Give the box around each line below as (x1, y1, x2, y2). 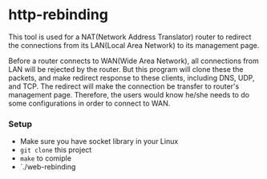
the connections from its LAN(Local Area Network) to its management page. (8, 40, 260, 50)
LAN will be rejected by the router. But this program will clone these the (8, 64, 244, 74)
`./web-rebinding (19, 162, 76, 172)
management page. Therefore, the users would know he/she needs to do (8, 89, 250, 99)
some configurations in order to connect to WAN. (8, 98, 171, 108)
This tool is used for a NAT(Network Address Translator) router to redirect (8, 32, 252, 42)
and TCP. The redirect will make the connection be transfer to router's (8, 82, 240, 91)
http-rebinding (8, 6, 108, 24)
